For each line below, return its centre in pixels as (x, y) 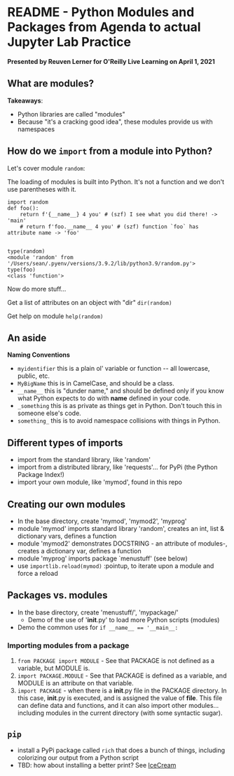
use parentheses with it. (42, 189)
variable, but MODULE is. (54, 669)
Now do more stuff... (37, 289)
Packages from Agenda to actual (104, 27)
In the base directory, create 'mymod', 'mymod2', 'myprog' (102, 521)
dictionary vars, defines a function (67, 536)
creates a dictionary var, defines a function (79, 551)
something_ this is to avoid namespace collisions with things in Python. (119, 421)
